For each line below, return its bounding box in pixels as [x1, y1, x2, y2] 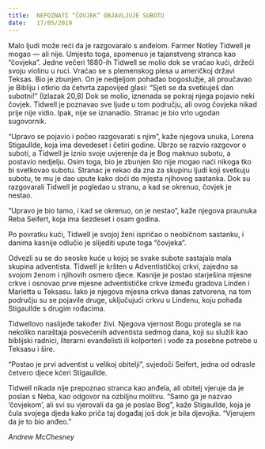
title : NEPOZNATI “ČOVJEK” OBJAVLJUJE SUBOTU [8, 11, 165, 20]
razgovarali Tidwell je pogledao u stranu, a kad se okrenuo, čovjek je [8, 182, 232, 191]
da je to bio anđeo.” [8, 417, 72, 426]
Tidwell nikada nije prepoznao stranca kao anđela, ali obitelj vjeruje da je [8, 383, 244, 392]
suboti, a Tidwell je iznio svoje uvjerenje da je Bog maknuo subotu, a [8, 148, 231, 158]
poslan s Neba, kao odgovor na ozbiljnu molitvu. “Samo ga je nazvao [8, 391, 233, 401]
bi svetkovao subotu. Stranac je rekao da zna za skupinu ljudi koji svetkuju [8, 165, 251, 175]
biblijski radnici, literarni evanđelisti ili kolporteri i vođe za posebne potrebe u [8, 335, 258, 345]
